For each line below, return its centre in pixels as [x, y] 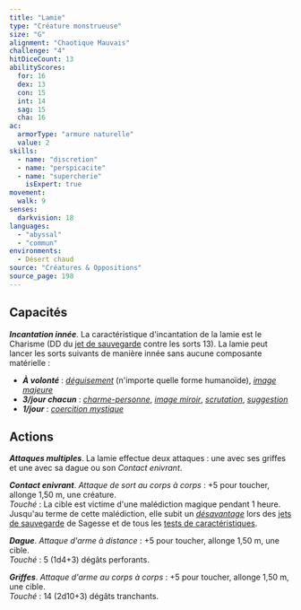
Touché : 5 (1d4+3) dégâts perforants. [79, 560]
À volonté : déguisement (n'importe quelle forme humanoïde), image [149, 380]
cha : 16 [32, 118]
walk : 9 [32, 201]
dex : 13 [32, 84]
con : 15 [32, 92]
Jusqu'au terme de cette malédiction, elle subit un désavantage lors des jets [150, 514]
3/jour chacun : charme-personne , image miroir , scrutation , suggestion [155, 399]
